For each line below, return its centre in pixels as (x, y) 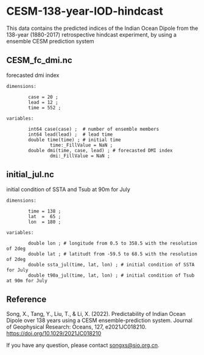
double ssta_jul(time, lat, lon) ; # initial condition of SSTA (111, 265)
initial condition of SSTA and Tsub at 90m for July (69, 189)
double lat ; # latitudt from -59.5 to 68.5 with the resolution (113, 254)
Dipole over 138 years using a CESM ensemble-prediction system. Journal (100, 320)
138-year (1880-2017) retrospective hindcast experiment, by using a (91, 34)
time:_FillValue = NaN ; (81, 145)
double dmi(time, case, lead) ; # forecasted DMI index (100, 150)
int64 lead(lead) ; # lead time (71, 134)
